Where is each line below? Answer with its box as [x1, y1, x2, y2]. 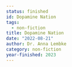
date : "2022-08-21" [6, 36, 54, 41]
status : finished [6, 8, 49, 15]
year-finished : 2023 [6, 52, 57, 58]
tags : [6, 19, 19, 25]
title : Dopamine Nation [6, 30, 64, 36]
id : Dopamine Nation [6, 14, 57, 20]
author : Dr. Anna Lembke [6, 41, 67, 47]
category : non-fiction [6, 47, 61, 52]
